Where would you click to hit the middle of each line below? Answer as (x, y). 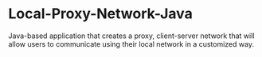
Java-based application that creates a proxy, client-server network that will (131, 36)
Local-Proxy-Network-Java (100, 14)
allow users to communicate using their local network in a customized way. (131, 44)
